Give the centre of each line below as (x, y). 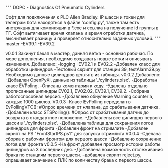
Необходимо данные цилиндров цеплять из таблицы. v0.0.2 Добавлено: (83, 75)
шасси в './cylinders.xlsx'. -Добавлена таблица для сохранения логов (79, 123)
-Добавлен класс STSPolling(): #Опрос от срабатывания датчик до (77, 112)
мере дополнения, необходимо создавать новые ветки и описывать (79, 59)
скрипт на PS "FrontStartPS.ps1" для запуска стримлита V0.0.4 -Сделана (83, 134)
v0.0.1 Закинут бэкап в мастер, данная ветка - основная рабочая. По (79, 53)
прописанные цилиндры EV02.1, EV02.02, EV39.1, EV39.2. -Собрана (77, 91)
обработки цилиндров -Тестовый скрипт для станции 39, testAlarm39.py (83, 69)
